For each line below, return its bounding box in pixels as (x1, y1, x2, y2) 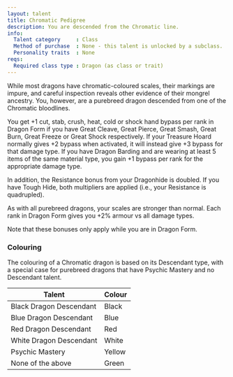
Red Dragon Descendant (10, 324, 91, 334)
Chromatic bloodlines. (7, 104, 70, 112)
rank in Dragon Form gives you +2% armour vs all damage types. (7, 211, 195, 220)
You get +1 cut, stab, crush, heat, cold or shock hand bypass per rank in (7, 117, 214, 126)
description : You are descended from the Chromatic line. (7, 23, 179, 30)
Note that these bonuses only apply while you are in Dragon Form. (7, 225, 197, 233)
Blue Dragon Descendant (10, 313, 93, 322)
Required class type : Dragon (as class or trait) (13, 62, 164, 69)
